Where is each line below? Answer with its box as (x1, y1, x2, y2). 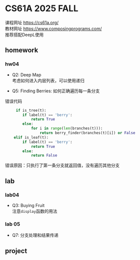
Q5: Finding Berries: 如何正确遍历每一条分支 (12, 88, 100, 94)
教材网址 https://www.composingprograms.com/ (5, 25, 102, 32)
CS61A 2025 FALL (5, 3, 78, 14)
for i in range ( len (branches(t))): (31, 126, 103, 131)
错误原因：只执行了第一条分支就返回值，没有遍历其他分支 (5, 162, 120, 168)
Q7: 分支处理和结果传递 (12, 232, 59, 238)
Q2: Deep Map (12, 71, 42, 78)
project (5, 246, 28, 255)
